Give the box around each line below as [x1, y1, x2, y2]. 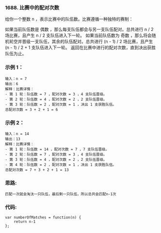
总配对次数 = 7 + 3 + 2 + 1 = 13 [5, 167, 69, 172]
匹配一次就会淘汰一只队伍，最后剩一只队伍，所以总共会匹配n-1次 [5, 192, 116, 197]
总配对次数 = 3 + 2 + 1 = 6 [5, 107, 58, 112]
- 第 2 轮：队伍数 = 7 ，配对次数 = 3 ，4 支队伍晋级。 [5, 152, 107, 157]
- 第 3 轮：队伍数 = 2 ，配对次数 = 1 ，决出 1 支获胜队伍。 [5, 102, 116, 107]
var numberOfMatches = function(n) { [5, 215, 81, 220]
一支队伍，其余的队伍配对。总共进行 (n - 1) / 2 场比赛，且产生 [30, 39, 153, 45]
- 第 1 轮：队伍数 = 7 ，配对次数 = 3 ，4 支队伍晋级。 [5, 92, 107, 96]
